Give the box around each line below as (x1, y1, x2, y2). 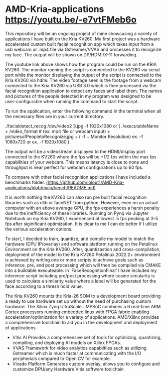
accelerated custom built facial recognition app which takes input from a (5, 41, 154, 47)
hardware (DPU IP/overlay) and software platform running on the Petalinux (5, 241, 158, 247)
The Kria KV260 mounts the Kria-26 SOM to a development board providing (5, 293, 161, 299)
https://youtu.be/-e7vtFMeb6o (5, 14, 137, 25)
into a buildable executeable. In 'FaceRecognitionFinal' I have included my (5, 267, 157, 273)
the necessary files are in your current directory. (5, 113, 105, 119)
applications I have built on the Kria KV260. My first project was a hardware (5, 36, 161, 42)
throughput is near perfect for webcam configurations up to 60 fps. (5, 164, 144, 170)
